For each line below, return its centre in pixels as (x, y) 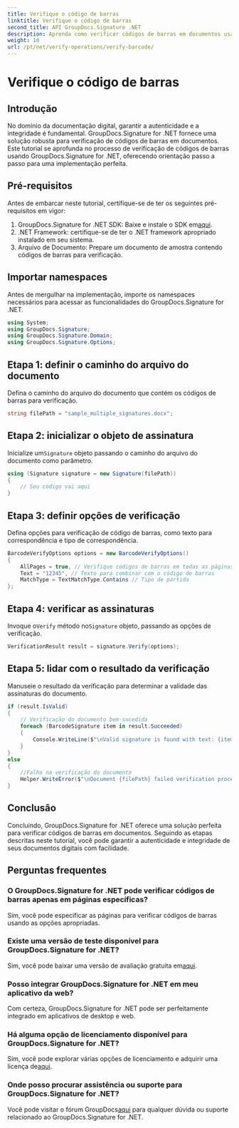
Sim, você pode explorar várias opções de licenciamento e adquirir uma (113, 1059)
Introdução (32, 109)
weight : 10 (23, 41)
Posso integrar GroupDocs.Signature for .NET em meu (103, 984)
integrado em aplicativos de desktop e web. (71, 1016)
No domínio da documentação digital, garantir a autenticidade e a (103, 126)
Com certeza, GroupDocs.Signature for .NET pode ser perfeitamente (108, 1008)
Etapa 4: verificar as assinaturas (81, 609)
